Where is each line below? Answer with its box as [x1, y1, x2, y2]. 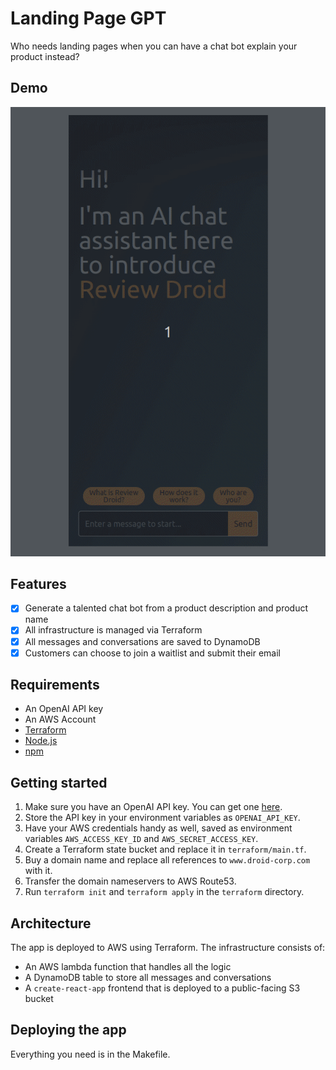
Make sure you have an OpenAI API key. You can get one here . [24, 801, 283, 813]
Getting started [10, 774, 108, 791]
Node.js [24, 735, 58, 747]
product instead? [10, 50, 80, 62]
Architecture [10, 915, 92, 932]
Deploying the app [10, 1022, 127, 1039]
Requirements [10, 677, 100, 694]
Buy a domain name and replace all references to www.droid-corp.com [24, 854, 311, 866]
